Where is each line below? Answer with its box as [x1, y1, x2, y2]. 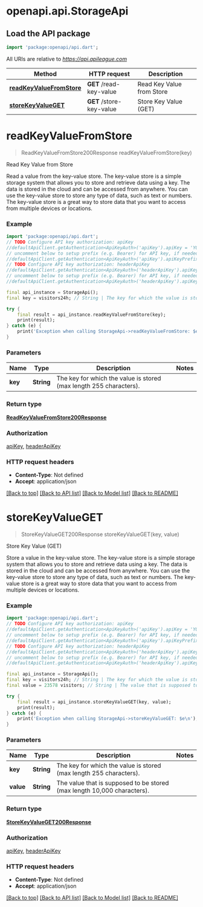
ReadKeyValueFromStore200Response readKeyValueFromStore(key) [21, 149, 192, 156]
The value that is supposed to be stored [56, 779, 169, 787]
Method [34, 70, 57, 78]
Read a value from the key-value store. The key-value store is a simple [6, 172, 182, 180]
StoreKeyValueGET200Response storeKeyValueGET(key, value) [21, 531, 179, 538]
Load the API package [6, 28, 91, 39]
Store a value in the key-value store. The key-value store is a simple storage [6, 554, 195, 562]
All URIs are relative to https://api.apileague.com [6, 55, 127, 62]
